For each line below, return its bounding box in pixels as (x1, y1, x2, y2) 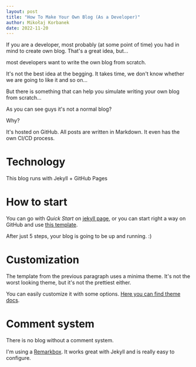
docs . (6, 297, 20, 304)
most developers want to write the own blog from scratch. (6, 59, 147, 66)
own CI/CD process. (6, 135, 55, 142)
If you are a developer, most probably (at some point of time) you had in (6, 41, 180, 48)
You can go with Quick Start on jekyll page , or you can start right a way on (6, 215, 186, 222)
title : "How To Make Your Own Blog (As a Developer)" (6, 14, 141, 20)
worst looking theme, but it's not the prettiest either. (6, 279, 131, 286)
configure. (6, 355, 31, 361)
